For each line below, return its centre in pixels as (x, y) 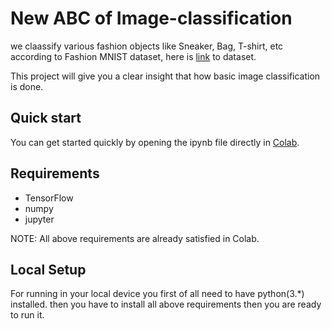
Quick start (46, 118)
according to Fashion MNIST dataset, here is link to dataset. (133, 56)
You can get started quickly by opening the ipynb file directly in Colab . (155, 142)
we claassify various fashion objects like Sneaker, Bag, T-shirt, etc (147, 46)
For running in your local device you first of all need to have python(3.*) (157, 294)
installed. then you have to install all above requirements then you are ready (166, 304)
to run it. (27, 315)
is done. (27, 86)
